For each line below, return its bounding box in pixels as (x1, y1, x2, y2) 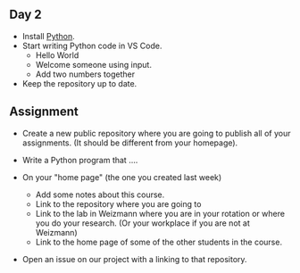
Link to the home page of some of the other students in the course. (35, 236, 283, 247)
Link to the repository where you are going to (35, 198, 202, 209)
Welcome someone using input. (35, 59, 152, 70)
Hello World (35, 49, 79, 61)
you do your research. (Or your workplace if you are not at (35, 218, 250, 228)
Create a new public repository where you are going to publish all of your (21, 128, 291, 138)
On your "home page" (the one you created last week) (21, 171, 222, 182)
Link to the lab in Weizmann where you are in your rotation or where (35, 208, 286, 219)
